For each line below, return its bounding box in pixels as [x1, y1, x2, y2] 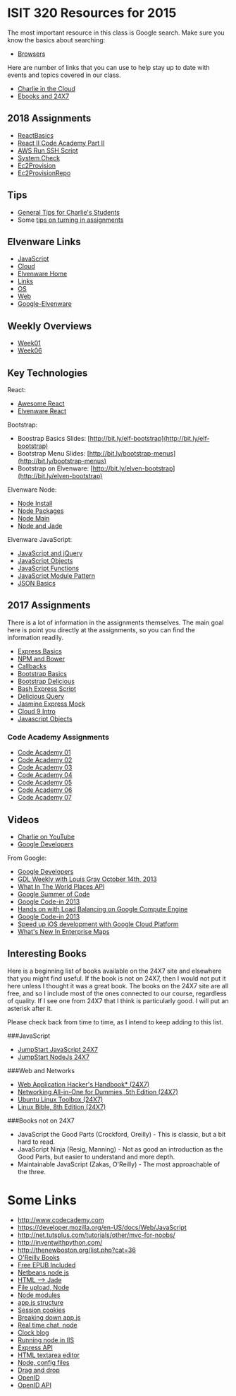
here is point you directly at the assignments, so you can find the [7, 625, 195, 634]
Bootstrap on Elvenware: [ [17, 464, 93, 473]
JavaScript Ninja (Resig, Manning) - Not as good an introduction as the [17, 1144, 223, 1153]
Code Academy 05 [17, 779, 73, 787]
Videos [7, 814, 39, 826]
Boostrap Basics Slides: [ [17, 434, 90, 442]
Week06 [17, 346, 42, 355]
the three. [17, 1167, 46, 1176]
